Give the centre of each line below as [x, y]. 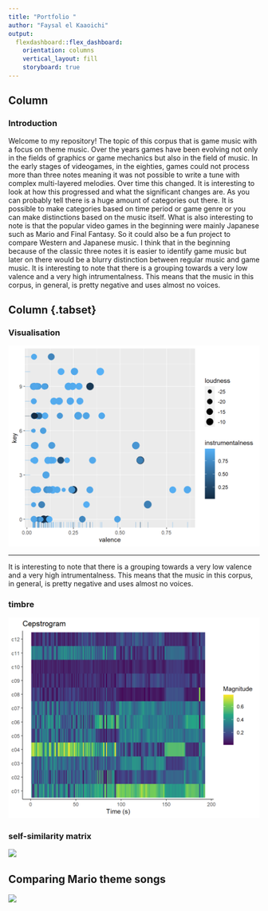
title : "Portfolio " [43, 17]
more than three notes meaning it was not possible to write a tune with [124, 175]
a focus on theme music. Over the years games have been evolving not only [133, 149]
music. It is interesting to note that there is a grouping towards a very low [128, 268]
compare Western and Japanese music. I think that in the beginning [119, 243]
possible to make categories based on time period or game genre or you [127, 208]
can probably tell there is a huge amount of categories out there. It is [121, 200]
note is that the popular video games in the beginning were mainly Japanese [134, 225]
